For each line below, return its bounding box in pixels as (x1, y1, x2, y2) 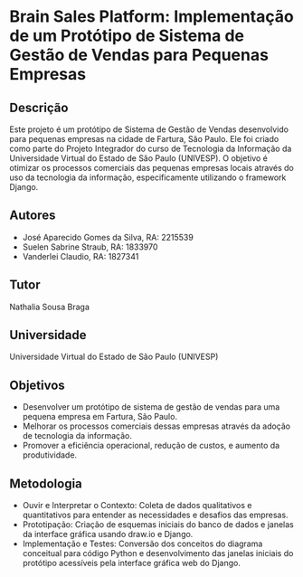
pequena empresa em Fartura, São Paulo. (22, 411, 178, 422)
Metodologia (9, 476, 83, 491)
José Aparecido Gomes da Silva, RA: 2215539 (22, 232, 194, 242)
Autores (9, 208, 56, 223)
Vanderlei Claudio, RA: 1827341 (22, 251, 139, 261)
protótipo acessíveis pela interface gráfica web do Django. (22, 558, 241, 569)
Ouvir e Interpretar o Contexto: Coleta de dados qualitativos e (22, 500, 252, 511)
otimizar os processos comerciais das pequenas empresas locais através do (9, 163, 294, 173)
